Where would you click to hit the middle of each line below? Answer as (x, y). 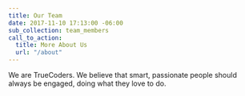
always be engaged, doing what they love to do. (87, 83)
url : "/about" (39, 52)
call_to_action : (35, 38)
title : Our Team (35, 15)
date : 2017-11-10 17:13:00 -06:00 (66, 23)
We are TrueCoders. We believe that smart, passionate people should (123, 75)
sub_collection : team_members (59, 30)
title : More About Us (52, 45)
